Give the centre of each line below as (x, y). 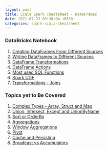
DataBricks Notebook (31, 41)
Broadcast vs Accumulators (40, 143)
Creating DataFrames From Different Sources (57, 51)
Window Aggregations (34, 127)
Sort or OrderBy (28, 117)
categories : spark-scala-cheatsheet (42, 23)
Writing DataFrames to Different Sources (53, 57)
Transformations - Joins (36, 83)
